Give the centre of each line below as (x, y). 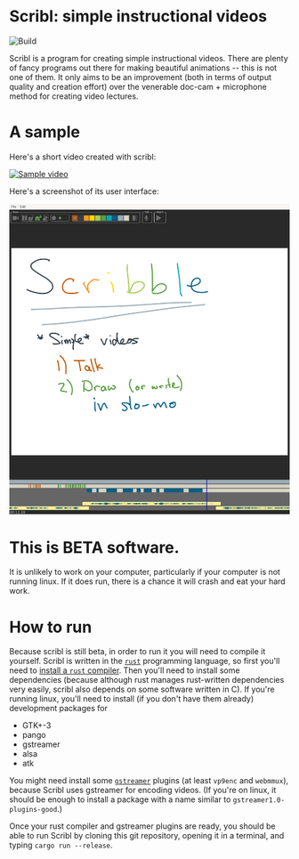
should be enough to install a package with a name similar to (120, 799)
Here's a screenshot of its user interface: (84, 191)
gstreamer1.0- (259, 800)
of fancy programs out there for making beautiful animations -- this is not (143, 68)
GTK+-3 (36, 725)
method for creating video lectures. (74, 96)
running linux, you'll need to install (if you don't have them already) (132, 699)
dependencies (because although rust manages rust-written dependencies (147, 680)
